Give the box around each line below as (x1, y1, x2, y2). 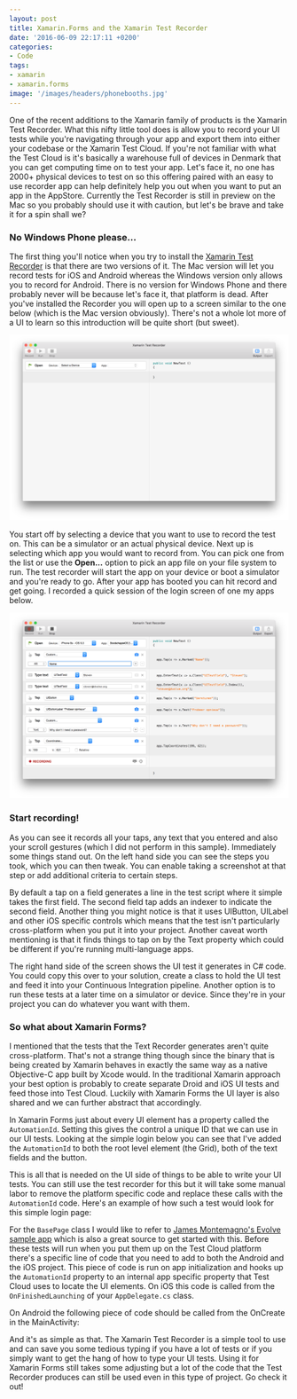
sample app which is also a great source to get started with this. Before (9, 1233, 270, 1244)
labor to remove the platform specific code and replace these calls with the (9, 1188, 284, 1199)
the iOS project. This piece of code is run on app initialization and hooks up (9, 1261, 284, 1272)
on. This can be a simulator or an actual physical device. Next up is (9, 538, 254, 549)
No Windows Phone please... (9, 231, 137, 243)
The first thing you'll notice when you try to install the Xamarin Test (9, 251, 254, 262)
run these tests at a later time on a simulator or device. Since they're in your (9, 989, 285, 1000)
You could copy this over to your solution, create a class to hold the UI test (9, 970, 281, 980)
